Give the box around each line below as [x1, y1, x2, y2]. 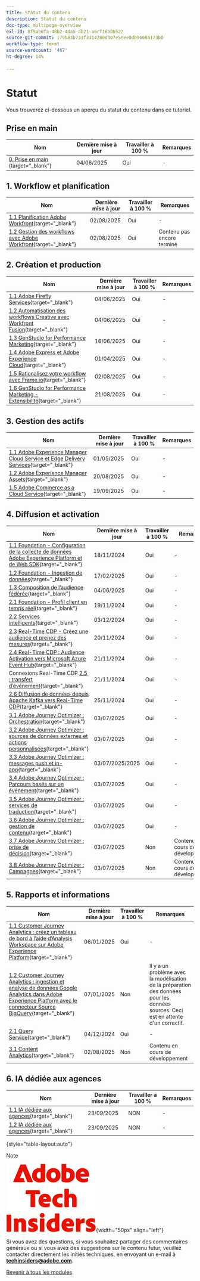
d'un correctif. [149, 1019, 185, 1026]
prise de [8, 843, 29, 851]
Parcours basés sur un [8, 781, 64, 788]
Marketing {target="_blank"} [8, 340, 76, 348]
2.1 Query [8, 1027, 34, 1034]
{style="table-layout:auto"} [6, 1140, 73, 1147]
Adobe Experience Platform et [8, 554, 82, 562]
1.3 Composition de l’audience [8, 584, 84, 591]
